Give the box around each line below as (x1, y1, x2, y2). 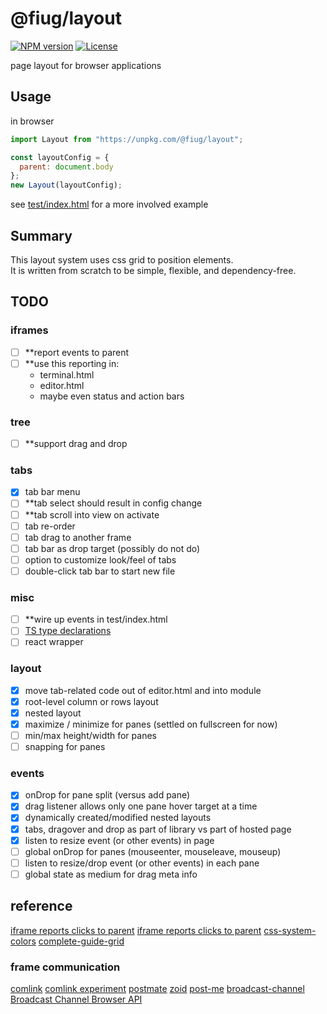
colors (10, 935, 37, 947)
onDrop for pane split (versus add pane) (24, 789, 191, 801)
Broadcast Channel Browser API (10, 993, 143, 1005)
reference (10, 898, 73, 915)
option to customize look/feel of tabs (24, 553, 177, 566)
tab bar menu (24, 486, 81, 498)
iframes (10, 323, 49, 337)
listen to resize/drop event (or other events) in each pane (24, 857, 260, 869)
